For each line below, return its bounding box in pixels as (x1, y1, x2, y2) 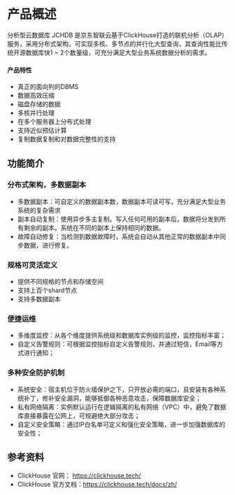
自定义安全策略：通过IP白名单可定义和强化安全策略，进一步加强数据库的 (17, 420, 226, 429)
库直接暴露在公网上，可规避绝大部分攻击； (17, 411, 141, 419)
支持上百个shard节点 (17, 286, 77, 294)
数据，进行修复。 (23, 241, 73, 249)
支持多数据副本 (17, 295, 61, 303)
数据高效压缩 (17, 92, 55, 100)
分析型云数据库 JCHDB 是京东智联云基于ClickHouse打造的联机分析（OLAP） (7, 31, 225, 39)
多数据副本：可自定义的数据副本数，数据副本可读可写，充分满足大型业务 (17, 197, 226, 206)
